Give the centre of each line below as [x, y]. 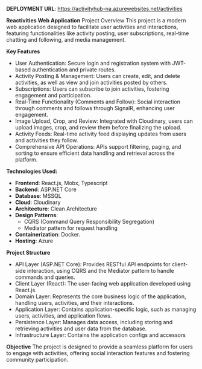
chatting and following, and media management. [66, 40]
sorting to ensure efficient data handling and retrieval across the [95, 153]
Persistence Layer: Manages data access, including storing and [94, 322]
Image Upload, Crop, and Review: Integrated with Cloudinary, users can [104, 121]
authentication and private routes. [74, 70]
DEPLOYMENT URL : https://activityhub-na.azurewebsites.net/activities [94, 9]
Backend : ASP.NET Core [46, 189]
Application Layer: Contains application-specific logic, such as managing [106, 309]
